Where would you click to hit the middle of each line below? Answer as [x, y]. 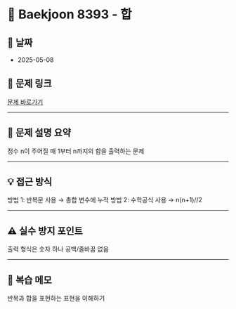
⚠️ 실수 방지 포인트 [45, 231]
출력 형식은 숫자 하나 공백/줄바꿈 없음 [58, 249]
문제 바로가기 [25, 102]
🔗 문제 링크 [30, 84]
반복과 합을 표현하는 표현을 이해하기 [56, 298]
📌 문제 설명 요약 [39, 133]
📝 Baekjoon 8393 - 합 [70, 14]
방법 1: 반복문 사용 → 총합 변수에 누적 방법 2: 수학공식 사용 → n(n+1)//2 [105, 200]
